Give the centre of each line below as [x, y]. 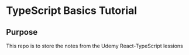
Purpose [22, 32]
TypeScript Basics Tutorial [72, 11]
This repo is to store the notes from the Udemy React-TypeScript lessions [94, 46]
